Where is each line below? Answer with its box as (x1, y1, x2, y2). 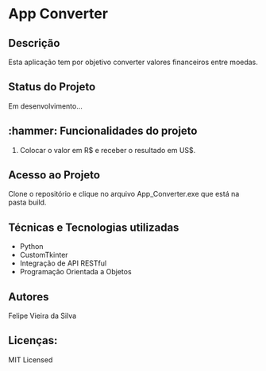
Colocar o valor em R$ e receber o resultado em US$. (19, 145, 196, 155)
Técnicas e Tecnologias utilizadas (8, 220, 179, 234)
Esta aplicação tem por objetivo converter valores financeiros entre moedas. (8, 57, 258, 67)
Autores (8, 290, 49, 304)
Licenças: (8, 334, 58, 347)
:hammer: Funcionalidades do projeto (8, 124, 198, 138)
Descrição (8, 36, 60, 50)
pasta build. (8, 197, 47, 207)
